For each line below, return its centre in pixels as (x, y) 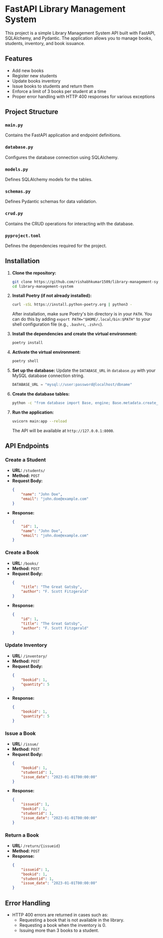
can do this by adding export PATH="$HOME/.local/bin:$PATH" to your (81, 319)
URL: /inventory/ (30, 656)
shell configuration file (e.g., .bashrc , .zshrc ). (58, 324)
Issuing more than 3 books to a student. (59, 931)
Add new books (28, 70)
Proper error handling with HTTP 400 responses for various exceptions (83, 96)
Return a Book (22, 835)
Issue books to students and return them (53, 86)
